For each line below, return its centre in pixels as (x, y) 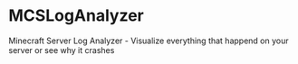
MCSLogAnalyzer (76, 16)
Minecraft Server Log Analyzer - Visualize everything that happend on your (149, 41)
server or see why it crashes (62, 50)
